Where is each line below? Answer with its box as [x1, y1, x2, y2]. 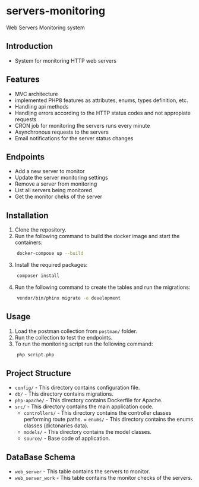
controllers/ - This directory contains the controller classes [23, 409, 172, 417]
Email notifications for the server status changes [14, 134, 134, 141]
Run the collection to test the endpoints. [14, 334, 113, 341]
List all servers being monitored [14, 187, 92, 194]
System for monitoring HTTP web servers [14, 57, 117, 64]
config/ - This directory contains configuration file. [14, 384, 140, 392]
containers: [14, 239, 43, 246]
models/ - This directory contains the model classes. [23, 429, 151, 436]
